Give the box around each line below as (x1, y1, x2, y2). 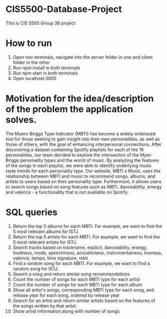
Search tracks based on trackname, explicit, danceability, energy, (12, 244, 148, 250)
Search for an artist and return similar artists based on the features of (12, 297, 156, 303)
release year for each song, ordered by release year (12, 292, 120, 298)
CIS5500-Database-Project (5, 3, 122, 15)
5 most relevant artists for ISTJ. (12, 239, 77, 245)
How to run (5, 37, 52, 49)
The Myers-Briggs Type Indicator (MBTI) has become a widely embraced (5, 130, 156, 136)
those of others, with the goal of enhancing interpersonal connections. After (5, 141, 162, 147)
